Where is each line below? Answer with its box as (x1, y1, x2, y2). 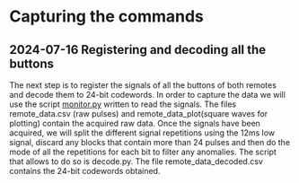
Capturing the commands (9, 6, 205, 27)
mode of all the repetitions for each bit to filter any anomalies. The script (9, 146, 277, 157)
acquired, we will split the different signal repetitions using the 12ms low (9, 127, 276, 138)
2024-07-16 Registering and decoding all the (9, 42, 267, 57)
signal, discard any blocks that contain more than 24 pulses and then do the (9, 137, 290, 147)
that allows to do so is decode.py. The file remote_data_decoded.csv (9, 156, 263, 167)
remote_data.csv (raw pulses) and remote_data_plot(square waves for (9, 109, 268, 118)
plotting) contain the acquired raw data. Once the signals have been (9, 118, 260, 128)
